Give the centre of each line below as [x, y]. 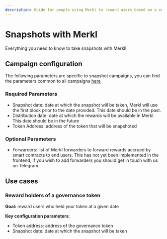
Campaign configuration [44, 63]
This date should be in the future [46, 120]
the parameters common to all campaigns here [53, 81]
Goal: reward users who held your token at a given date [62, 206]
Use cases [22, 181]
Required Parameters [31, 94]
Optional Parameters [31, 139]
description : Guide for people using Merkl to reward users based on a [81, 10]
